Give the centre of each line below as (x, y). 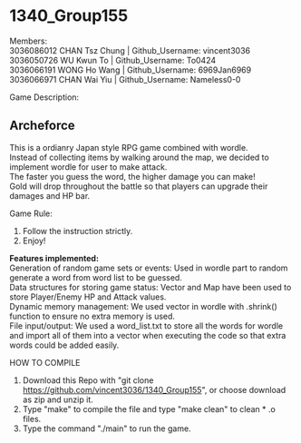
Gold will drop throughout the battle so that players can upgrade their (139, 186)
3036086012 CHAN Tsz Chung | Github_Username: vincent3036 (130, 50)
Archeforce (42, 126)
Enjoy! (34, 241)
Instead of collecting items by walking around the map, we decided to (139, 157)
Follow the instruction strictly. (78, 231)
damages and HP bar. (50, 195)
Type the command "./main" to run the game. (107, 428)
